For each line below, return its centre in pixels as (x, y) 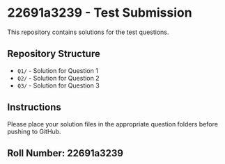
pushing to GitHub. (34, 131)
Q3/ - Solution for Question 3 (58, 85)
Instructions (34, 107)
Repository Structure (54, 54)
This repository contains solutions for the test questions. (88, 32)
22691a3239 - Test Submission (100, 13)
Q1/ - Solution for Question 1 (58, 70)
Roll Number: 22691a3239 (65, 153)
